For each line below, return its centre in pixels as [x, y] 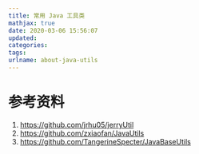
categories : [28, 45]
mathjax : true [32, 23]
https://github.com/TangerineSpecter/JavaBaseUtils [105, 141]
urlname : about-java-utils [53, 61]
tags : [17, 53]
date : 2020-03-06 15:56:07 [53, 30]
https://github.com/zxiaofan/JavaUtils [82, 133]
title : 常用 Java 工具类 [47, 16]
